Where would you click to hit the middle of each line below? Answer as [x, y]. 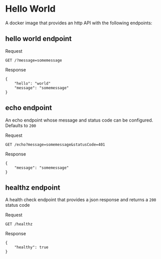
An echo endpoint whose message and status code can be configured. [79, 120]
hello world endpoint [38, 39]
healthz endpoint [33, 187]
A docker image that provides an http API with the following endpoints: [79, 23]
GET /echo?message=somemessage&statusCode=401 [55, 144]
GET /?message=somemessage [34, 60]
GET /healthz [19, 224]
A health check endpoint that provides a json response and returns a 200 [81, 200]
